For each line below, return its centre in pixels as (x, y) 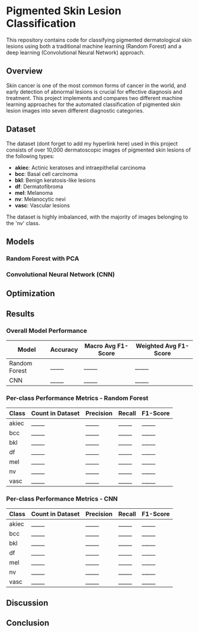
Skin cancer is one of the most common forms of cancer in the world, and (96, 85)
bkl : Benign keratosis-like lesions (55, 180)
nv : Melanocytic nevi (40, 199)
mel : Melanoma (34, 193)
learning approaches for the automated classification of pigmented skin (93, 104)
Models (20, 241)
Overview (25, 71)
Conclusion (28, 623)
